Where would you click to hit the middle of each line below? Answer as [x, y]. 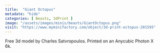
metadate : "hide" [23, 14]
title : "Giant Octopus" [30, 9]
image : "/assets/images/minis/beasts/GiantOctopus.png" [63, 23]
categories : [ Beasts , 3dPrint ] [39, 18]
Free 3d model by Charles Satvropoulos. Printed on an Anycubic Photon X [79, 41]
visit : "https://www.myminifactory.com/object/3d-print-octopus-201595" [80, 27]
